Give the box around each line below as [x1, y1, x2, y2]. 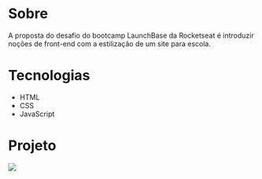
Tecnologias [8, 67, 90, 85]
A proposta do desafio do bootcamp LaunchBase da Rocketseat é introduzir [8, 31, 254, 40]
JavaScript [19, 109, 55, 119]
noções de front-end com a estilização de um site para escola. [8, 38, 211, 48]
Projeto [8, 137, 57, 155]
